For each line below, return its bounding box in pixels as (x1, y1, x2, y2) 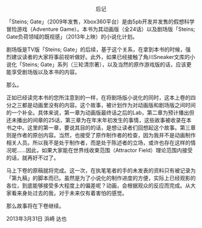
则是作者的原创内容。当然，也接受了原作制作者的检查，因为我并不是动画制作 (6, 132, 196, 138)
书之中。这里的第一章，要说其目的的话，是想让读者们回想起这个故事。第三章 (6, 124, 196, 131)
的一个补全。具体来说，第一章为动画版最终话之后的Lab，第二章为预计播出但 (6, 109, 195, 116)
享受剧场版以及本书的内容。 (11, 69, 80, 75)
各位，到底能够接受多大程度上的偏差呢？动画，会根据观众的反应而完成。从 (6, 182, 191, 189)
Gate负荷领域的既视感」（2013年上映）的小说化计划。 (6, 33, 138, 40)
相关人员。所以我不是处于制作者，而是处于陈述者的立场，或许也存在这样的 (6, 139, 191, 146)
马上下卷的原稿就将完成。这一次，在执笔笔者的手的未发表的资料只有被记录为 (6, 167, 196, 174)
